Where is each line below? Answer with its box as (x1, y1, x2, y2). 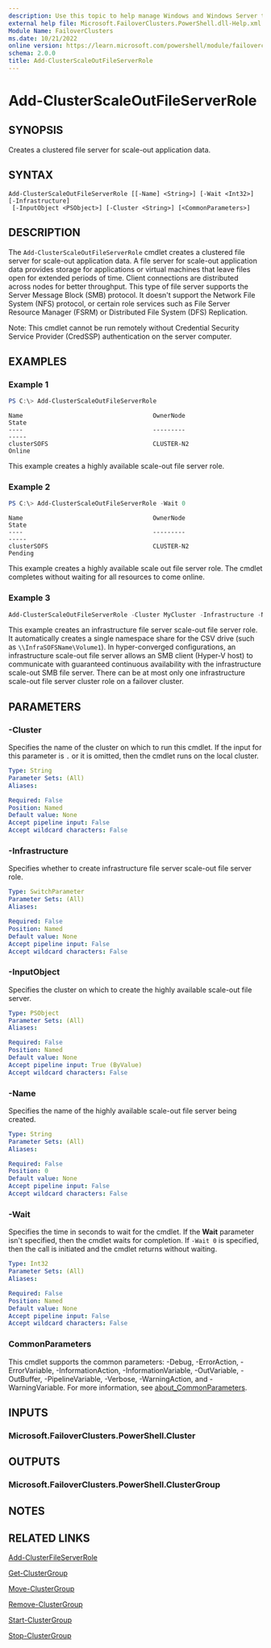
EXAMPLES (8, 354, 67, 368)
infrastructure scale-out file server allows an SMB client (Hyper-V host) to (8, 651, 253, 661)
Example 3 (8, 592, 51, 603)
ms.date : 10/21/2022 (8, 34, 78, 43)
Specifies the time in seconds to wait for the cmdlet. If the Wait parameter (8, 1227, 255, 1237)
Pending (8, 549, 35, 557)
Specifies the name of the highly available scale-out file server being (8, 1106, 237, 1116)
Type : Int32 (8, 1260, 48, 1268)
